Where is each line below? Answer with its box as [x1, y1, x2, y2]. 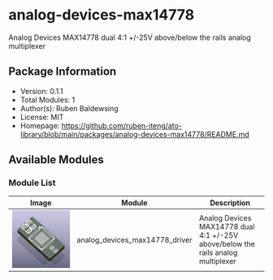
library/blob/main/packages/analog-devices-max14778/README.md [19, 129, 249, 139]
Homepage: [19, 120, 60, 131]
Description [210, 197, 250, 208]
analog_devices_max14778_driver [76, 235, 193, 244]
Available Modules [8, 153, 104, 167]
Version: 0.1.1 [19, 86, 63, 96]
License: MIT [19, 112, 64, 122]
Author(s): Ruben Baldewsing [19, 103, 119, 113]
